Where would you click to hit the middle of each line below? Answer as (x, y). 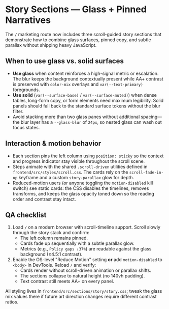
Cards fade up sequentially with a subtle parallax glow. (77, 243)
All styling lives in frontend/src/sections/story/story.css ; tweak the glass (84, 291)
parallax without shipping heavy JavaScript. (51, 45)
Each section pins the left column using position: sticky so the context (88, 156)
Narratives (28, 20)
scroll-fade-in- (146, 172)
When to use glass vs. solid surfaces (65, 61)
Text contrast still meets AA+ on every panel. (67, 282)
